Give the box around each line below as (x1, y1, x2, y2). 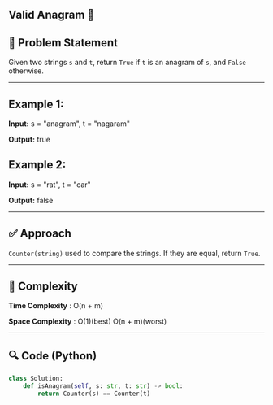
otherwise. (8, 66, 45, 76)
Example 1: (8, 97, 64, 111)
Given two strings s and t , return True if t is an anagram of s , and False (8, 58, 246, 67)
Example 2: (8, 158, 67, 172)
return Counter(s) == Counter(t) (37, 390, 151, 398)
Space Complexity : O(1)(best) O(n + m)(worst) (8, 316, 167, 326)
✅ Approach (8, 227, 71, 241)
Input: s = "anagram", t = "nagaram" (8, 119, 131, 128)
